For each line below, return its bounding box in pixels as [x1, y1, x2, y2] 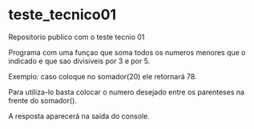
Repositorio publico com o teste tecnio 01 [8, 32, 145, 42]
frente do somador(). [8, 95, 78, 105]
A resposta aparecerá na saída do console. [8, 111, 150, 121]
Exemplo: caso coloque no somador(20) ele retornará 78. [8, 71, 198, 81]
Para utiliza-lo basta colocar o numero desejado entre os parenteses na [8, 87, 245, 97]
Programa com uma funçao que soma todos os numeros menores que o [8, 47, 246, 57]
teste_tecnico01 [8, 6, 117, 24]
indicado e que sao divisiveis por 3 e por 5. [8, 56, 151, 66]
